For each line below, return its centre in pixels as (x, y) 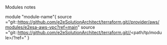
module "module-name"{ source (39, 17)
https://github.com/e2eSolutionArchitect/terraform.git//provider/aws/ (88, 22)
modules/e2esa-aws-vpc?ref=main (42, 27)
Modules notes (20, 7)
